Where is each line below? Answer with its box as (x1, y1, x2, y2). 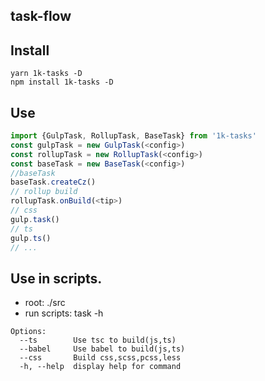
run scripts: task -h (24, 307, 104, 319)
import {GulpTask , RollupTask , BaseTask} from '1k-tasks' (10, 131, 257, 141)
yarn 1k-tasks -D (10, 69, 83, 79)
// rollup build (10, 187, 78, 197)
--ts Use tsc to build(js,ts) (19, 335, 177, 346)
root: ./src (24, 297, 66, 309)
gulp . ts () (10, 233, 52, 243)
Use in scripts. (10, 270, 103, 287)
